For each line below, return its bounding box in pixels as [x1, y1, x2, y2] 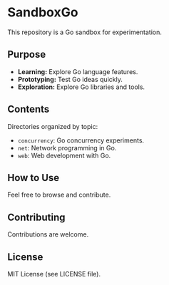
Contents [7, 103, 50, 115]
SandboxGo [7, 4, 78, 21]
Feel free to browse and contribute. [7, 190, 111, 199]
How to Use [7, 172, 60, 184]
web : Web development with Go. [17, 151, 111, 160]
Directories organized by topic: [7, 122, 98, 130]
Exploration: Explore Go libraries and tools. [17, 83, 145, 91]
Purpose [7, 48, 46, 61]
